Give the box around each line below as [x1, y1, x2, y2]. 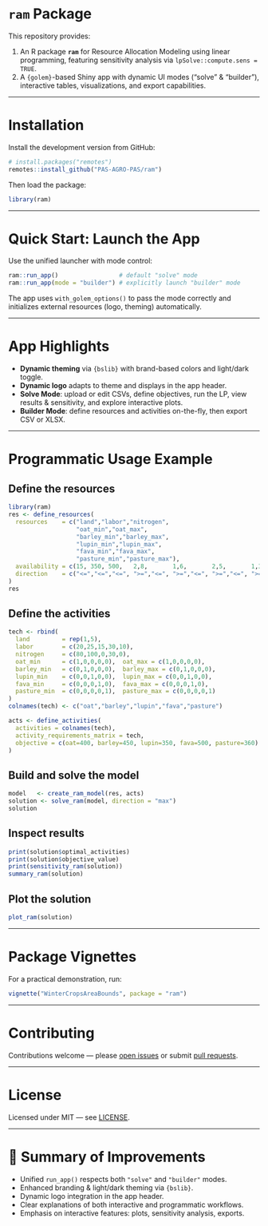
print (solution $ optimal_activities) [8, 847, 130, 855]
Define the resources [8, 482, 116, 495]
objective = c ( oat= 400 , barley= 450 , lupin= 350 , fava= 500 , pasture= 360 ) [15, 739, 259, 747]
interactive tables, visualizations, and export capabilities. [19, 81, 206, 90]
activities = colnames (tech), [15, 724, 116, 732]
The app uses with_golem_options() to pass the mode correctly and [8, 293, 231, 304]
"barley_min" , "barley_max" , [76, 533, 170, 541]
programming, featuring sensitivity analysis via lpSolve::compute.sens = [19, 55, 258, 65]
